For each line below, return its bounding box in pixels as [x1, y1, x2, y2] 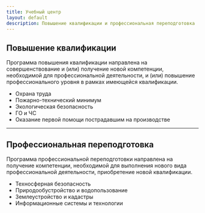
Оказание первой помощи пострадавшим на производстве [15, 116, 171, 124]
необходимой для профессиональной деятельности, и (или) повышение [6, 72, 195, 79]
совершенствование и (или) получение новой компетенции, [6, 65, 164, 73]
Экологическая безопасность [15, 103, 93, 110]
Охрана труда [15, 90, 52, 97]
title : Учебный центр [6, 9, 62, 15]
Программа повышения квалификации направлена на [6, 59, 148, 66]
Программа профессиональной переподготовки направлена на [6, 156, 173, 162]
